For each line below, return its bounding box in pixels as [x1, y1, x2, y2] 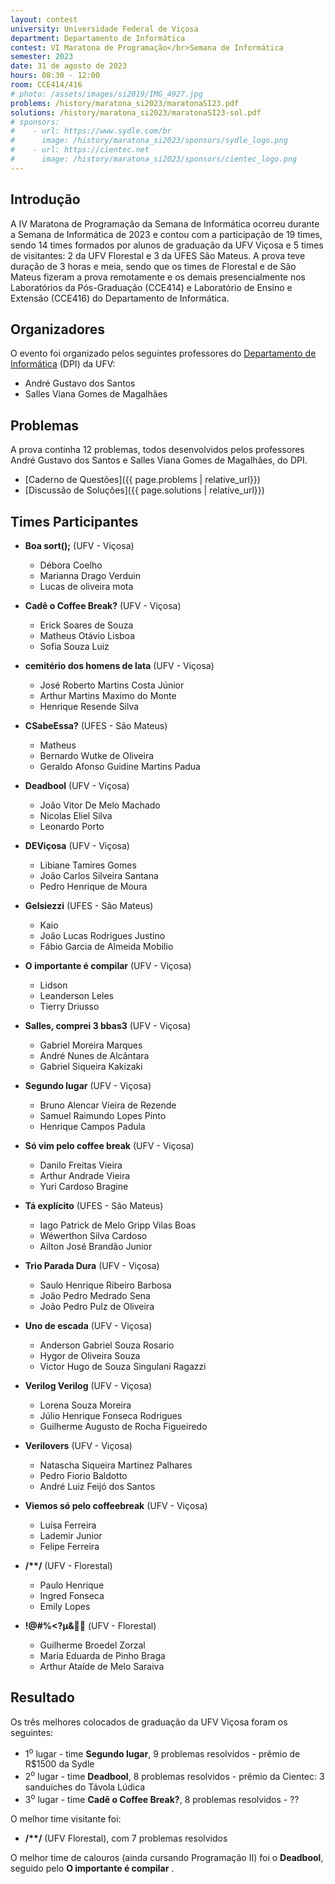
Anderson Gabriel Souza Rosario [39, 1339, 175, 1351]
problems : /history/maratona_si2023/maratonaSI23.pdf [10, 98, 240, 108]
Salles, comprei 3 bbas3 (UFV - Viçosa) [24, 1020, 192, 1031]
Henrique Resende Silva [39, 701, 140, 712]
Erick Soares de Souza [39, 619, 134, 631]
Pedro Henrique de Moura [39, 881, 148, 892]
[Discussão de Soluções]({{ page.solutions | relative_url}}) [24, 484, 265, 496]
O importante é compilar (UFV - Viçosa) [24, 960, 192, 971]
